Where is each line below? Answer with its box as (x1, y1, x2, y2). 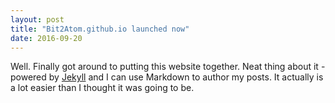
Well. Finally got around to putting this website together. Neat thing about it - (10, 61, 326, 73)
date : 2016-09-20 (10, 33, 83, 43)
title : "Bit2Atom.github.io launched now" (10, 24, 190, 34)
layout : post (10, 14, 65, 25)
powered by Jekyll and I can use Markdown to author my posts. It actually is (10, 71, 324, 83)
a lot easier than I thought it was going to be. (10, 82, 195, 94)
